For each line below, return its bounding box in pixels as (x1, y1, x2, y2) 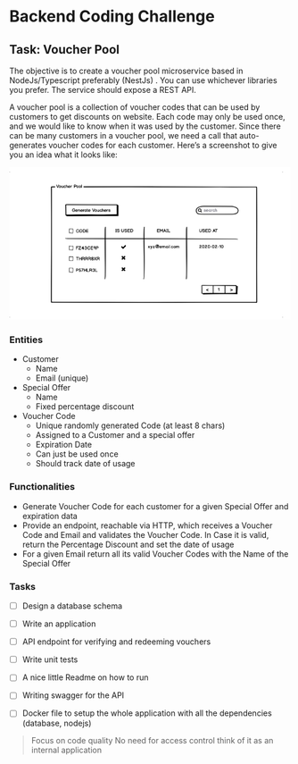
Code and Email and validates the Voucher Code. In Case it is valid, (21, 529, 269, 540)
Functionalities (9, 481, 76, 493)
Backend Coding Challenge (9, 6, 216, 27)
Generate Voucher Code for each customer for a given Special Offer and (21, 500, 289, 511)
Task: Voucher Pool (9, 42, 120, 57)
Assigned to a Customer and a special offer (35, 430, 195, 441)
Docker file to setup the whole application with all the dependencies (21, 708, 272, 718)
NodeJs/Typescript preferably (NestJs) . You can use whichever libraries (9, 75, 278, 86)
